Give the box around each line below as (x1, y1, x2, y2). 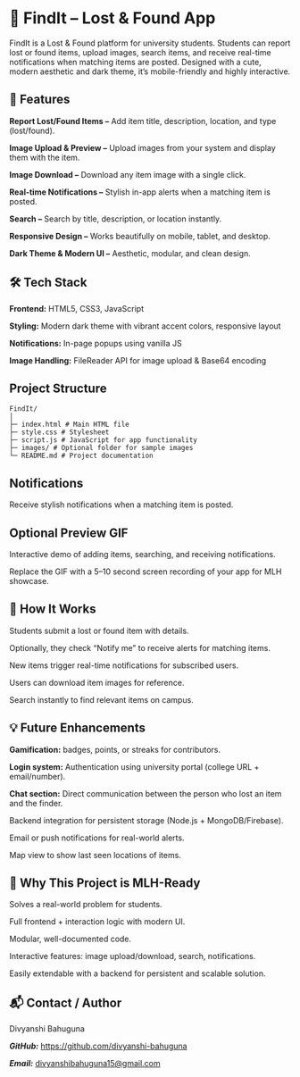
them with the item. (9, 152, 80, 163)
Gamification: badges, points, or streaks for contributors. (9, 744, 221, 755)
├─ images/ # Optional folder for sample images (9, 444, 194, 453)
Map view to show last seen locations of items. (9, 849, 181, 860)
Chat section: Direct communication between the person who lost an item (9, 788, 282, 798)
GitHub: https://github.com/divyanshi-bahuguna (9, 1040, 187, 1052)
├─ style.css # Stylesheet (9, 428, 110, 437)
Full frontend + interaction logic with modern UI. (9, 916, 186, 927)
